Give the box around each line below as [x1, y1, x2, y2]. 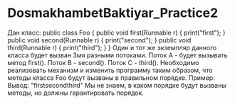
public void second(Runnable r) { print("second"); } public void [7, 35, 192, 44]
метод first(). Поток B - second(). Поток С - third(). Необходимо [7, 58, 199, 67]
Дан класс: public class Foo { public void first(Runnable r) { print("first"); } [7, 28, 226, 37]
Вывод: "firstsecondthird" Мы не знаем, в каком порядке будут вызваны [7, 81, 226, 89]
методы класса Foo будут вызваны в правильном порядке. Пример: [7, 73, 215, 82]
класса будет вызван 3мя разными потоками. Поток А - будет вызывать [7, 51, 228, 59]
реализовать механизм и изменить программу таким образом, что [7, 66, 213, 74]
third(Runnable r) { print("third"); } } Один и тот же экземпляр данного [7, 43, 217, 52]
